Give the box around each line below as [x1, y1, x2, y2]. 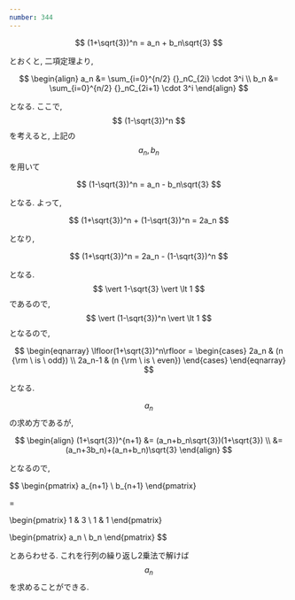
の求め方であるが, [9, 418, 74, 428]
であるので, [9, 298, 50, 310]
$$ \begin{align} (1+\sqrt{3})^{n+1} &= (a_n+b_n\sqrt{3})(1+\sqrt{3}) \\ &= [14, 435, 283, 446]
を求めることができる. [9, 581, 89, 593]
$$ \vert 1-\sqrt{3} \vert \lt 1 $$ [92, 284, 206, 295]
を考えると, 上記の [9, 130, 76, 141]
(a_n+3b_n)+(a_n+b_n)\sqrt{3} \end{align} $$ [65, 444, 233, 456]
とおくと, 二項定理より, [9, 55, 94, 66]
